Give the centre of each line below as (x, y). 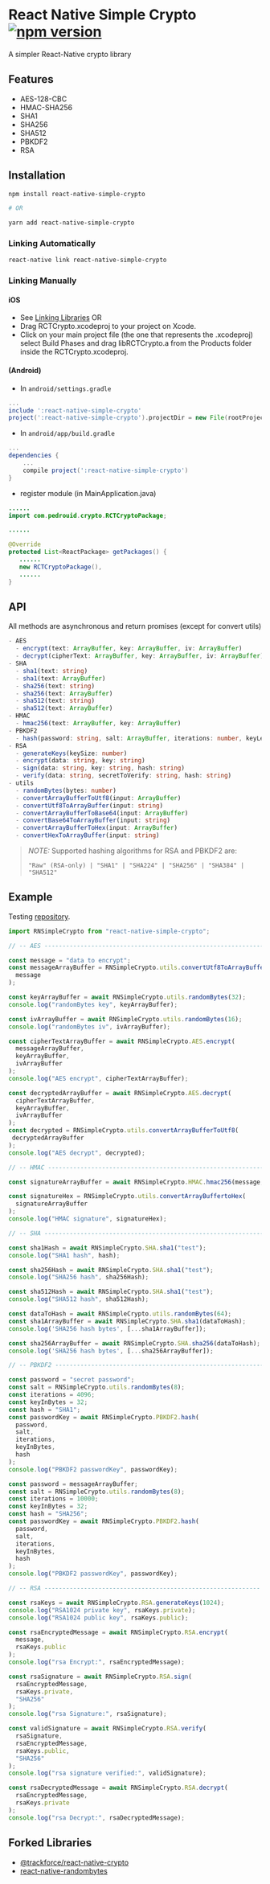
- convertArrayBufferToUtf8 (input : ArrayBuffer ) (98, 798)
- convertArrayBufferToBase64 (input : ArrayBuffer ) (102, 813)
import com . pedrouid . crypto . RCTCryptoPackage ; (88, 515)
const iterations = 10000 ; (53, 1499)
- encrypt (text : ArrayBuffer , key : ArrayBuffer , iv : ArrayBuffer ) (129, 649)
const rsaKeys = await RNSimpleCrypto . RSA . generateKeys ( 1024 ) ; (117, 1603)
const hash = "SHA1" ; (45, 1410)
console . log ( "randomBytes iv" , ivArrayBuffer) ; (90, 1027)
